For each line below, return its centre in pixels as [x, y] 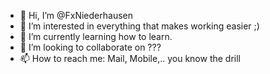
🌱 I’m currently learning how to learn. [96, 36]
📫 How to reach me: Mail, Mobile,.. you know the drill [130, 58]
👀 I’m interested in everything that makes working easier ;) [139, 26]
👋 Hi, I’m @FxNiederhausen [76, 15]
